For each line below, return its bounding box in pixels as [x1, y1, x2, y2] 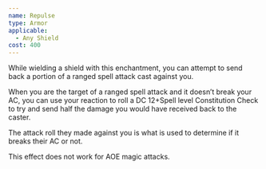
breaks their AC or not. [8, 136, 83, 146]
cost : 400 [8, 41, 42, 49]
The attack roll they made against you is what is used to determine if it [8, 128, 240, 138]
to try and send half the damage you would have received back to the [8, 104, 237, 114]
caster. [8, 112, 31, 122]
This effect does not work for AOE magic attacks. [8, 152, 170, 162]
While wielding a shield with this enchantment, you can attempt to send [8, 63, 243, 73]
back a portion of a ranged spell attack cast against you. [8, 72, 194, 81]
